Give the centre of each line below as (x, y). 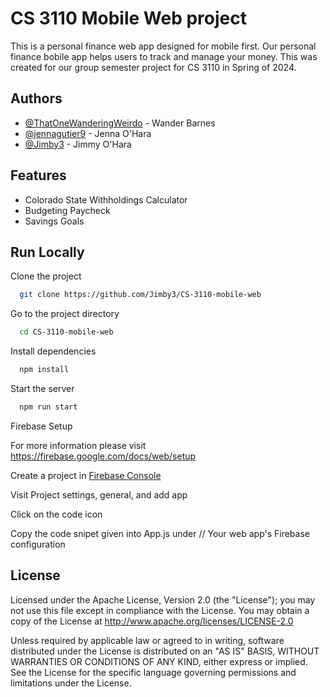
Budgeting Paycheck (67, 210)
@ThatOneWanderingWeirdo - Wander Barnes (120, 123)
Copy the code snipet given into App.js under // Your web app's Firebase (160, 533)
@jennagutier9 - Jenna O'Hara (88, 133)
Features (38, 175)
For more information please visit (78, 445)
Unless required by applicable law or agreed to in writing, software (147, 640)
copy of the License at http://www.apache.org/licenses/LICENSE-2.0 (152, 621)
